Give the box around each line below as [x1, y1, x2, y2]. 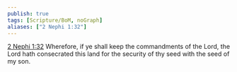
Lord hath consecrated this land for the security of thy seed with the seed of [7, 50, 230, 58]
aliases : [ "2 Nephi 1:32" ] [7, 23, 87, 30]
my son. [7, 57, 30, 66]
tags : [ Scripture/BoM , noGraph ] [7, 17, 103, 24]
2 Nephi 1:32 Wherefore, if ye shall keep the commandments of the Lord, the [7, 43, 231, 51]
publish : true [7, 10, 50, 17]
